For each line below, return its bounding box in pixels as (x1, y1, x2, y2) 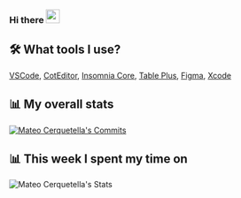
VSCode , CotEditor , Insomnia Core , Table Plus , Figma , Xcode (9, 70, 232, 80)
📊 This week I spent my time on (9, 151, 188, 166)
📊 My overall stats (9, 97, 114, 112)
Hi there (9, 13, 44, 26)
